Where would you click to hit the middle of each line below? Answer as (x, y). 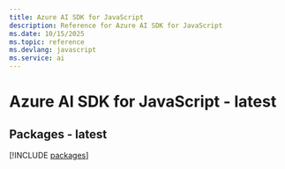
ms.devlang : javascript (53, 50)
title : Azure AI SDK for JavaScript (76, 17)
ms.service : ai (37, 58)
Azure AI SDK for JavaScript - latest (143, 102)
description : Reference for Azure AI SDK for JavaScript (116, 26)
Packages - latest (58, 134)
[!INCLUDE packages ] (49, 155)
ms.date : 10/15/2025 (47, 33)
